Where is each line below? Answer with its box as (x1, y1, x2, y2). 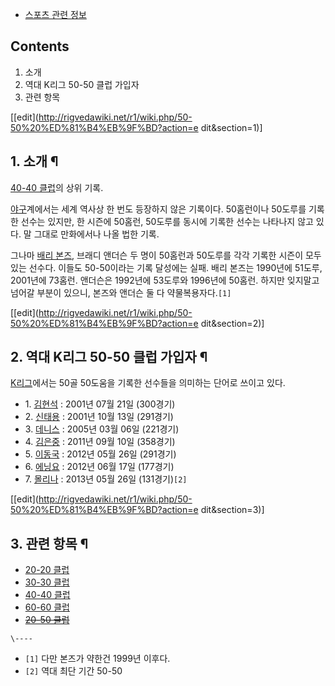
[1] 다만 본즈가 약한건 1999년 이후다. (24, 653, 171, 665)
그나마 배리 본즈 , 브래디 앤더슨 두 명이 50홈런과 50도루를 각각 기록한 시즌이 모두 (10, 249, 322, 261)
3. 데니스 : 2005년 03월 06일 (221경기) (24, 423, 180, 435)
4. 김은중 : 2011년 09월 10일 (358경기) (24, 436, 176, 448)
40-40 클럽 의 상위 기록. (10, 181, 104, 193)
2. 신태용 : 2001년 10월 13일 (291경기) (24, 411, 174, 423)
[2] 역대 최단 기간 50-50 (24, 665, 123, 677)
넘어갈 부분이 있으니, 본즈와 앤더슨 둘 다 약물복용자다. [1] (10, 286, 232, 298)
